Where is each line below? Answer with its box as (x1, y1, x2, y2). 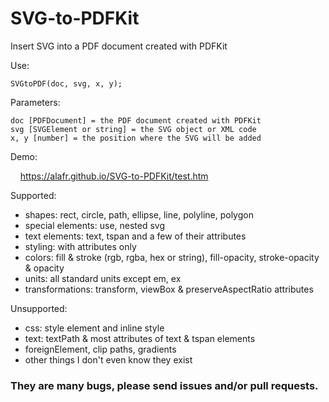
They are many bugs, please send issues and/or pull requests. (10, 378, 319, 392)
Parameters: (10, 96, 61, 108)
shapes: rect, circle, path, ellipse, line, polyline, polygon (24, 208, 254, 221)
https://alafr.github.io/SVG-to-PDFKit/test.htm (19, 170, 209, 182)
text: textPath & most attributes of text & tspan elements (24, 332, 256, 344)
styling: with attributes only (24, 240, 137, 252)
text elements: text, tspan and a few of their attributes (24, 230, 247, 242)
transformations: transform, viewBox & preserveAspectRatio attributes (24, 283, 314, 295)
